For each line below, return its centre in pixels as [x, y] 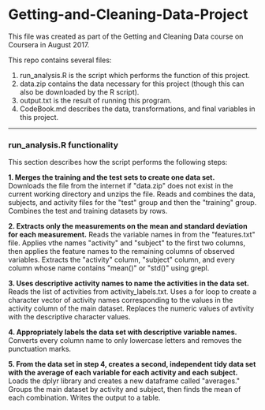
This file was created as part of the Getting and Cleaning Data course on [126, 36]
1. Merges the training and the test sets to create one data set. [112, 177]
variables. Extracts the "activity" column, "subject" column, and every [121, 260]
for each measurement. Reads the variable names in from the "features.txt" [132, 235]
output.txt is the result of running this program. [95, 100]
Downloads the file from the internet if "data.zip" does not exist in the [121, 186]
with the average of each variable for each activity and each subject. [123, 373]
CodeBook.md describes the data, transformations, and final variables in [137, 109]
